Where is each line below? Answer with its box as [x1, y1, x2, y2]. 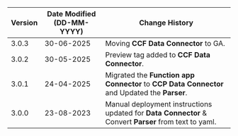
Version [11, 18, 38, 27]
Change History [139, 18, 193, 27]
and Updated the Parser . [105, 88, 188, 97]
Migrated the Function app [105, 70, 195, 80]
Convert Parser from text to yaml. [105, 117, 217, 126]
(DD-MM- [53, 18, 90, 27]
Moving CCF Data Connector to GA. [105, 39, 225, 48]
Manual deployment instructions [105, 99, 212, 109]
